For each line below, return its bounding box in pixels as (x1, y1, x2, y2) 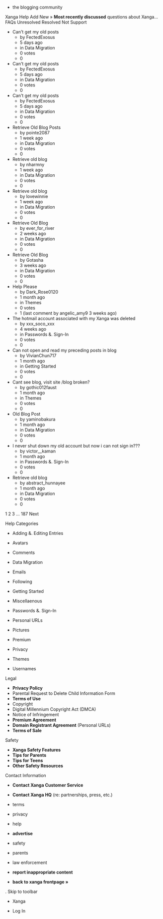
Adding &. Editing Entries (12, 530, 64, 536)
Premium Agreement (12, 717, 56, 723)
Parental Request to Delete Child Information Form (12, 690, 115, 696)
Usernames (12, 666, 36, 671)
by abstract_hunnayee (19, 480, 66, 486)
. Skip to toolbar (5, 889, 38, 895)
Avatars (12, 540, 28, 546)
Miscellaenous (12, 598, 42, 604)
